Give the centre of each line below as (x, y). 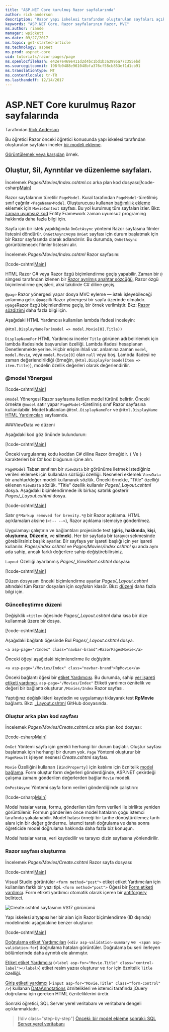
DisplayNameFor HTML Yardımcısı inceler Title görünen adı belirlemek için (82, 338)
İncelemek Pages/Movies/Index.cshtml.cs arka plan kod (63, 182)
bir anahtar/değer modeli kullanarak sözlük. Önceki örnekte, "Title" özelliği (82, 480)
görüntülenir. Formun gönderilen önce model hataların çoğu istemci (75, 812)
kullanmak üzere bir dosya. (33, 621)
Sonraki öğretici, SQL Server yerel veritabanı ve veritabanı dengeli (73, 1003)
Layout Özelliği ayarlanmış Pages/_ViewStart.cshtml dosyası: (68, 561)
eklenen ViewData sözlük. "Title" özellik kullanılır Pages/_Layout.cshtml (78, 485)
